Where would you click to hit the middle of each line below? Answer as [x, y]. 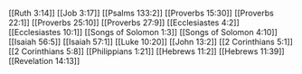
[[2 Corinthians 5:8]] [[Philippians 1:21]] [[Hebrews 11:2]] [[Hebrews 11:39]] [147, 51]
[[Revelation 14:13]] [44, 61]
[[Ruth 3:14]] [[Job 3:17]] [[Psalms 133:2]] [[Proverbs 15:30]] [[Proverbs [142, 13]
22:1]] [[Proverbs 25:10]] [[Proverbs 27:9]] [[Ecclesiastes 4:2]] [124, 23]
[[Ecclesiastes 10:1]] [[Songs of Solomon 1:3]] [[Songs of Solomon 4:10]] [143, 32]
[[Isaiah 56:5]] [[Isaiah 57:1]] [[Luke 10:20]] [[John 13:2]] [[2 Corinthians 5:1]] [151, 42]
